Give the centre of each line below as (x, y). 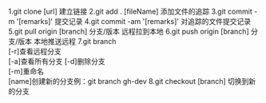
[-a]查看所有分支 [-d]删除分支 (57, 61)
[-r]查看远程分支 (35, 51)
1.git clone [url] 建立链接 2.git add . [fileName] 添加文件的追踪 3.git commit (131, 12)
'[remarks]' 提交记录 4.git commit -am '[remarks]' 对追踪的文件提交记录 (134, 22)
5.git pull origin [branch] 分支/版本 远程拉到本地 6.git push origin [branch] (129, 32)
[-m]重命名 (26, 71)
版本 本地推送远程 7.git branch (67, 42)
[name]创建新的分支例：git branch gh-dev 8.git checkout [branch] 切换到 (129, 81)
